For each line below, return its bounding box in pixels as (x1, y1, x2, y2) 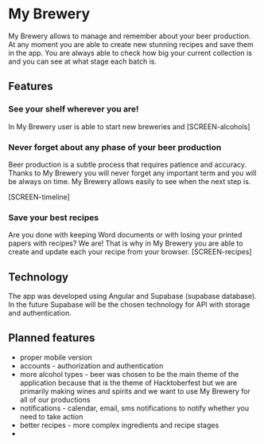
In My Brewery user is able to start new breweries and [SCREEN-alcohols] (8, 121, 250, 132)
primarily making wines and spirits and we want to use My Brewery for (19, 386, 250, 395)
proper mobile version (19, 352, 93, 362)
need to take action (19, 411, 83, 421)
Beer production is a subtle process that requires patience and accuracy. (8, 159, 247, 169)
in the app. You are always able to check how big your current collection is (8, 48, 253, 57)
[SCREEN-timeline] (8, 192, 70, 202)
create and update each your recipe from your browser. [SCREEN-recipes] (8, 247, 252, 257)
